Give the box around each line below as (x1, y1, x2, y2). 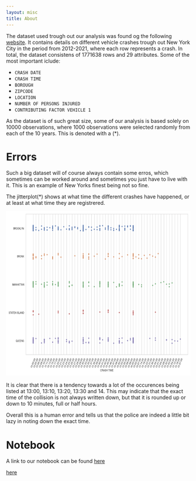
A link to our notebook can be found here (6, 458, 105, 465)
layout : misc (6, 9, 38, 15)
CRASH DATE (14, 70, 42, 75)
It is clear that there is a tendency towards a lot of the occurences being (6, 382, 180, 389)
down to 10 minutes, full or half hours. (6, 400, 97, 407)
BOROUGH (14, 82, 33, 88)
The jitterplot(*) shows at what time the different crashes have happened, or (6, 193, 190, 200)
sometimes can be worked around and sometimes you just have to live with (6, 176, 188, 183)
